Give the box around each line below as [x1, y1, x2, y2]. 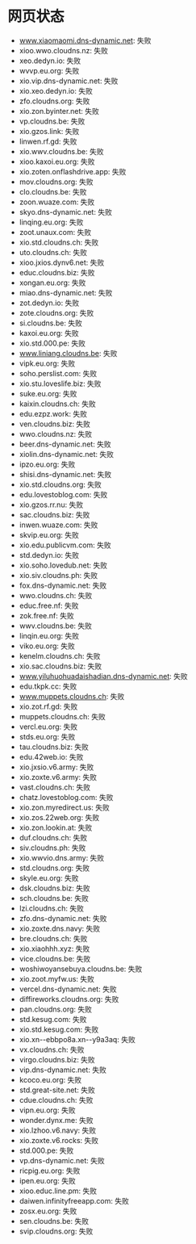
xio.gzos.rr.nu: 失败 [19, 500, 84, 509]
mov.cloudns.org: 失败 [19, 177, 94, 186]
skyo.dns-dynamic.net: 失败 [19, 207, 112, 216]
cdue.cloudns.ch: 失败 [19, 1095, 94, 1104]
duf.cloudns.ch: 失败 [19, 832, 88, 842]
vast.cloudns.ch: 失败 [19, 782, 91, 792]
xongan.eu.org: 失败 [19, 278, 86, 287]
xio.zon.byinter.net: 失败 [19, 106, 100, 115]
